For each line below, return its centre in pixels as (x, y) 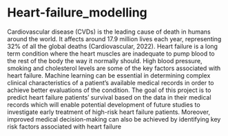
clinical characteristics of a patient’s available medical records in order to (111, 82)
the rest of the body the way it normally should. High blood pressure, (105, 60)
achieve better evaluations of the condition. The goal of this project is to (109, 90)
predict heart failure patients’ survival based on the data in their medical (109, 97)
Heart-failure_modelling (77, 13)
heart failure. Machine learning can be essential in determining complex (109, 75)
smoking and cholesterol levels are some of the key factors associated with (114, 68)
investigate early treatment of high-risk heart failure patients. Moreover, (109, 112)
